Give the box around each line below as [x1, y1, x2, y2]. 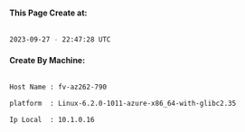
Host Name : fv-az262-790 [9, 82, 107, 92]
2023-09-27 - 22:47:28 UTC [9, 35, 111, 44]
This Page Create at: [9, 7, 88, 18]
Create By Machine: [9, 54, 86, 65]
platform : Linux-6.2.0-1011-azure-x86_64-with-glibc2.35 [9, 99, 237, 108]
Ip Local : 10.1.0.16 [9, 116, 95, 125]
